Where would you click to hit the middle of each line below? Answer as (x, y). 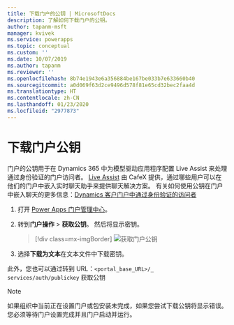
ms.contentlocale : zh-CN (43, 98)
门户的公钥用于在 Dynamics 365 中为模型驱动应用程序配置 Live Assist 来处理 (117, 168)
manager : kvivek (31, 33)
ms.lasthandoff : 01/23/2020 (48, 105)
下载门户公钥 (44, 148)
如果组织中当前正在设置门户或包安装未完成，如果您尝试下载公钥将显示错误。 (117, 305)
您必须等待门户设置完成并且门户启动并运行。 (72, 314)
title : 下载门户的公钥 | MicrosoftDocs (61, 14)
